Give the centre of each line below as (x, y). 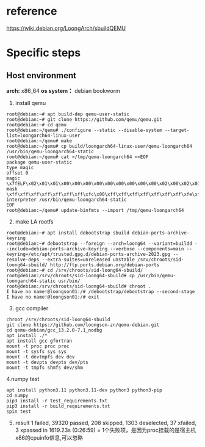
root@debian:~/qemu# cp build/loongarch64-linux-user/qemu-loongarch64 (99, 146)
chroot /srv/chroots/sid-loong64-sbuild (59, 319)
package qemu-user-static (39, 162)
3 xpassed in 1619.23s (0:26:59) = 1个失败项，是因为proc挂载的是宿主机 (106, 430)
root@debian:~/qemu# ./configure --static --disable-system (85, 130)
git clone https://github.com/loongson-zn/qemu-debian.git (83, 325)
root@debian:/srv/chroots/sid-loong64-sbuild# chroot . (79, 286)
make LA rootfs (34, 222)
